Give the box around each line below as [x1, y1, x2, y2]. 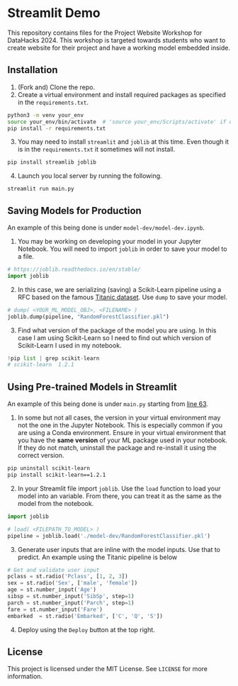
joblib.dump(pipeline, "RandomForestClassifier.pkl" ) [7, 313, 170, 320]
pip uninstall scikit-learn [7, 465, 91, 472]
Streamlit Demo [7, 5, 101, 21]
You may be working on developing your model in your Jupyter [17, 237, 202, 246]
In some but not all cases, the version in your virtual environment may [17, 413, 221, 422]
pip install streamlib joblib [7, 159, 97, 166]
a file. [17, 252, 34, 261]
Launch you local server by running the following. [17, 171, 162, 180]
